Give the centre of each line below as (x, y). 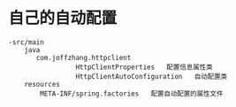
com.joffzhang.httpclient (84, 57)
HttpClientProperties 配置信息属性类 (144, 67)
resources (42, 84)
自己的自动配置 (63, 18)
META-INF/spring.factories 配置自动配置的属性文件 (132, 94)
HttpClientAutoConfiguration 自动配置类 (151, 76)
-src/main (27, 42)
